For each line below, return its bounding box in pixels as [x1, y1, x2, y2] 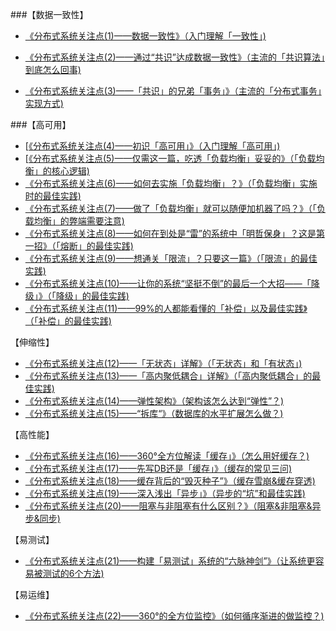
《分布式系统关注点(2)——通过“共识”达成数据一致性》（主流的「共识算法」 [24, 51, 325, 63]
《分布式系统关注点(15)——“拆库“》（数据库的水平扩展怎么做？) [24, 408, 284, 419]
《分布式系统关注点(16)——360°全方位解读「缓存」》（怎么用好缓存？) [24, 450, 310, 462]
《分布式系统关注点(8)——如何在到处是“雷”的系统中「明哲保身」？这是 [24, 228, 317, 239]
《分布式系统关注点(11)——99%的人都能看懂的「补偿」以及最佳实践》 [24, 303, 308, 314]
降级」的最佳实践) [55, 290, 130, 302]
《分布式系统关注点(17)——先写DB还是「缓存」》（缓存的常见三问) [24, 463, 292, 474]
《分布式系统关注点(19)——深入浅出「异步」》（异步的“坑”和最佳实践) [24, 488, 306, 499]
